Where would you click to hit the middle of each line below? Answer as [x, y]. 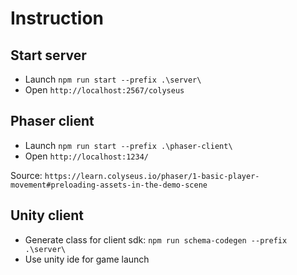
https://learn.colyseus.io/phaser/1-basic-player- [152, 176]
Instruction [57, 18]
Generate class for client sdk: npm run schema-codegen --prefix [156, 239]
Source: [26, 175]
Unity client [47, 215]
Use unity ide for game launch [87, 259]
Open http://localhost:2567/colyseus [104, 90]
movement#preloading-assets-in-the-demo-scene [109, 185]
